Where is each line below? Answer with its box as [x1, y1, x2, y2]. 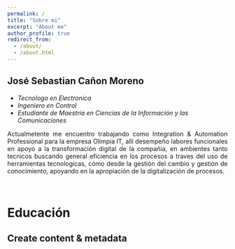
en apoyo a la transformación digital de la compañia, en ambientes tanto [7, 144, 228, 152]
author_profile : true [7, 29, 71, 37]
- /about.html [13, 50, 55, 57]
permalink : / [7, 10, 45, 17]
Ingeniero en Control [17, 101, 77, 109]
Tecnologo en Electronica [17, 94, 92, 102]
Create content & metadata [7, 232, 127, 245]
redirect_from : [7, 36, 52, 43]
